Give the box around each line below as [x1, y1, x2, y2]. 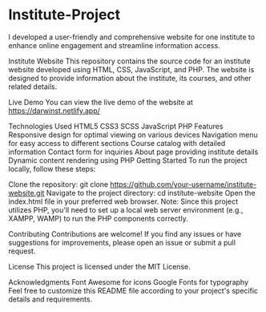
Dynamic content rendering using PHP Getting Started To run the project [8, 155, 248, 165]
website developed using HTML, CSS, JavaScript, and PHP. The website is [8, 64, 255, 74]
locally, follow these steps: [8, 164, 96, 173]
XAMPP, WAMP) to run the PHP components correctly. [8, 213, 188, 223]
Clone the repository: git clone [8, 179, 109, 189]
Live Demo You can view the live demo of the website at [8, 97, 194, 107]
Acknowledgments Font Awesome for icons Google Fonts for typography [8, 277, 249, 286]
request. [8, 246, 36, 256]
